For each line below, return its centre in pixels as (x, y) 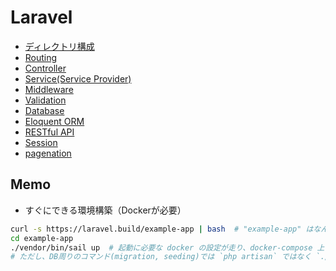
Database (44, 110)
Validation (45, 100)
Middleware (49, 89)
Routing (41, 57)
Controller (45, 68)
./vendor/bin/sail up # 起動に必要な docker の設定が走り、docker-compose (161, 247)
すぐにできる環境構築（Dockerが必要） (105, 210)
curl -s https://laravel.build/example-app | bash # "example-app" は (162, 229)
